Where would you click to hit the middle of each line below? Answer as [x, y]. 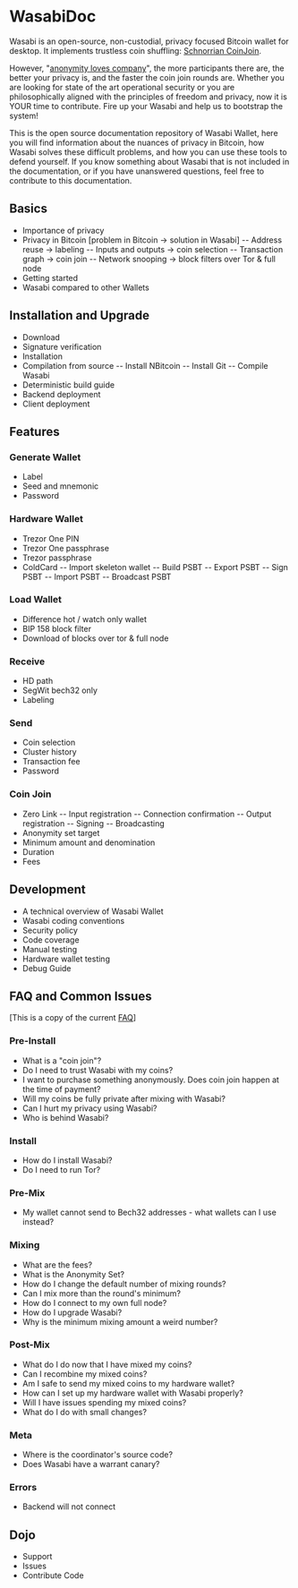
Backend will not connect [69, 1507]
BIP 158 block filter [57, 628]
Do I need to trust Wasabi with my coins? [98, 1070]
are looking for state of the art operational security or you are [122, 87]
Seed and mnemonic [60, 486]
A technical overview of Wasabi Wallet [93, 911]
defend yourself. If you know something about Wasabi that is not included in [149, 161]
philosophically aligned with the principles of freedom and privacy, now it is [149, 97]
